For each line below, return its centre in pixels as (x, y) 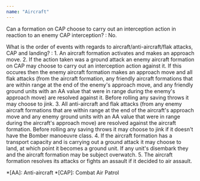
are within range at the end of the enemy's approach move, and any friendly (100, 85)
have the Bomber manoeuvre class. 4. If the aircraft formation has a (89, 136)
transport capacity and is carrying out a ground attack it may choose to (94, 142)
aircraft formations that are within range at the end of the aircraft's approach (100, 110)
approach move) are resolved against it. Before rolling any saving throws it (98, 97)
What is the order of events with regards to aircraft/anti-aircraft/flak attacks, (99, 47)
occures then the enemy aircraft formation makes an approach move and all (99, 72)
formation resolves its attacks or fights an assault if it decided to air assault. (99, 161)
